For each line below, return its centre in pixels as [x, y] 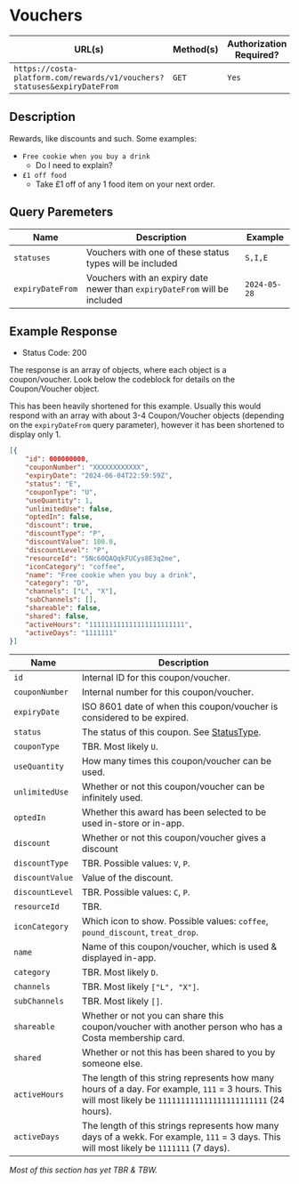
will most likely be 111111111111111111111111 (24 [183, 1100]
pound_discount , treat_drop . [140, 932]
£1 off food [44, 175]
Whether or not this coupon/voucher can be [173, 786]
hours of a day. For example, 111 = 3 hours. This [182, 1089]
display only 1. [35, 435]
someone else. [112, 1064]
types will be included [132, 263]
